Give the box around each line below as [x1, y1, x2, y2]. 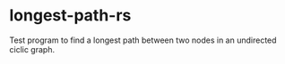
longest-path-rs [9, 5, 132, 26]
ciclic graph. [9, 44, 56, 54]
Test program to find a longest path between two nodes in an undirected [9, 35, 277, 45]
